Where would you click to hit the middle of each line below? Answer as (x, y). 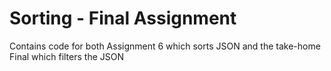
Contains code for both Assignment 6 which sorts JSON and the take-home (165, 46)
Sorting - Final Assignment (123, 18)
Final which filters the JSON (67, 56)
